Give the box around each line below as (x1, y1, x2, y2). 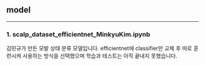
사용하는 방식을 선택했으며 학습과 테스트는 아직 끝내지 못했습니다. (22, 52, 178, 60)
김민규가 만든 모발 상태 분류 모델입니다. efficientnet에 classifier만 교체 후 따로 (6, 45, 192, 52)
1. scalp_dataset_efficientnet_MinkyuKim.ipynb (6, 30, 151, 38)
